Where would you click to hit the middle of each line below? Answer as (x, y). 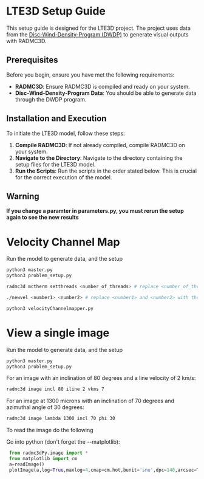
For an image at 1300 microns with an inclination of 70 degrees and (90, 401)
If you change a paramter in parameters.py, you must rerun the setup (95, 211)
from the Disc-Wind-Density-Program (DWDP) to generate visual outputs (97, 34)
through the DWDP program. (51, 99)
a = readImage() (27, 464)
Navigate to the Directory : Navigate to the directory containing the (99, 158)
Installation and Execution (56, 119)
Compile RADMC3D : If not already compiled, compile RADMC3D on (100, 145)
